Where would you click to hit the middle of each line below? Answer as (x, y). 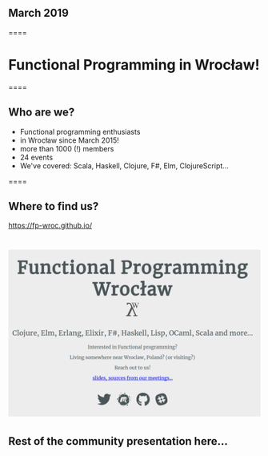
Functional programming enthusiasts (80, 131)
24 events (36, 157)
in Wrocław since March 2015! (70, 140)
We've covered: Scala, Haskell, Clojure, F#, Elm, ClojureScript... (124, 165)
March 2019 (39, 13)
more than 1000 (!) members (67, 148)
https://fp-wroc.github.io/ (50, 226)
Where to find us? (54, 206)
